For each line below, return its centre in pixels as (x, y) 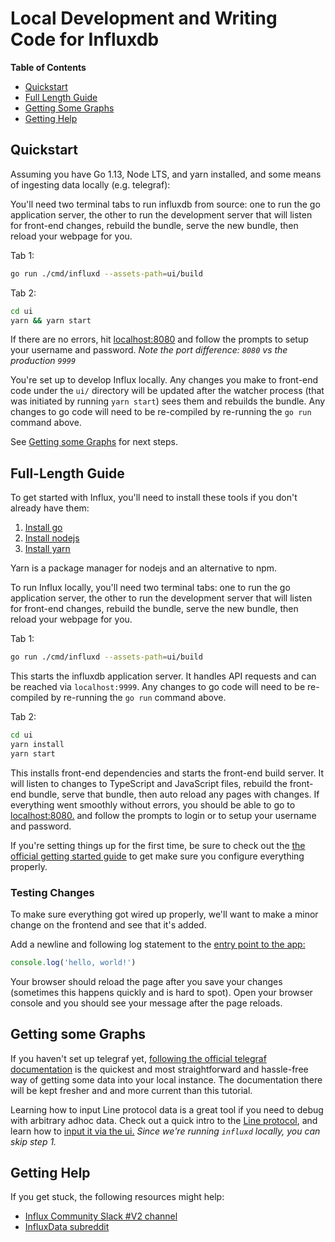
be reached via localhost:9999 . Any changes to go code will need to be (158, 687)
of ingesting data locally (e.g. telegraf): (90, 184)
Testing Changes (52, 892)
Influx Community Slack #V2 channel (101, 1216)
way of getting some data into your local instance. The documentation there (166, 1079)
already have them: (50, 508)
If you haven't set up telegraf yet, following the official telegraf (138, 1058)
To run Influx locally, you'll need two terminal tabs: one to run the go (150, 588)
